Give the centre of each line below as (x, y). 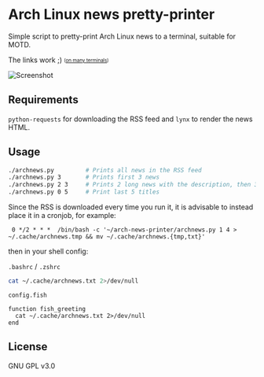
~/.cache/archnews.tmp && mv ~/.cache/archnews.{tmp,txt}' (107, 237)
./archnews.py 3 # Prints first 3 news (84, 177)
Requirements (43, 100)
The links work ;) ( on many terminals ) (59, 60)
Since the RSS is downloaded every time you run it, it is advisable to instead (131, 207)
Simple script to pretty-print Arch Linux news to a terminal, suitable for (122, 36)
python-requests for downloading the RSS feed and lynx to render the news (130, 119)
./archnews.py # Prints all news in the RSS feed (105, 170)
